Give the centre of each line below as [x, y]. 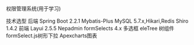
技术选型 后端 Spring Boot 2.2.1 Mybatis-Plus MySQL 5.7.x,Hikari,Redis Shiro [97, 21]
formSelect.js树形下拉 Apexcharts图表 [52, 36]
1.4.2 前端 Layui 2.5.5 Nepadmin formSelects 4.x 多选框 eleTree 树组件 [90, 28]
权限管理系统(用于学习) [33, 8]
